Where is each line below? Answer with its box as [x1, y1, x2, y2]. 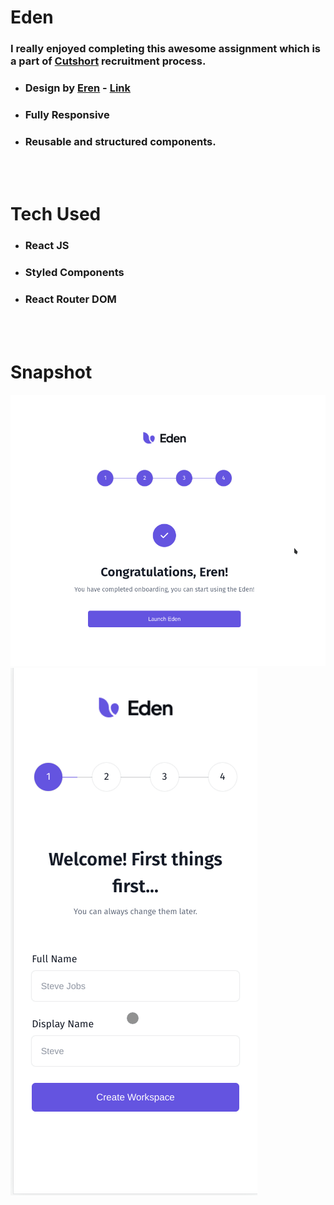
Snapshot [10, 361, 93, 383]
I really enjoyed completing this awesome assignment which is [10, 42, 322, 56]
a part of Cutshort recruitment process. [10, 54, 207, 68]
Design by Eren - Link [24, 81, 131, 95]
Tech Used [10, 203, 102, 226]
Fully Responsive [24, 107, 110, 121]
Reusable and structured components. [24, 134, 217, 148]
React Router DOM [24, 292, 117, 306]
